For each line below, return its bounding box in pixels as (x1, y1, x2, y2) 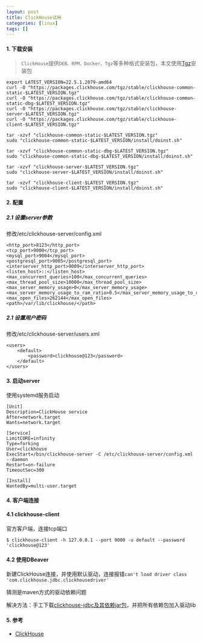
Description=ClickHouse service (6, 409, 88, 415)
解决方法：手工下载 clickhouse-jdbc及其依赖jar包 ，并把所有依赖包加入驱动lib (6, 601, 196, 609)
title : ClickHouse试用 (6, 15, 62, 21)
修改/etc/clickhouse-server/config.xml (6, 230, 101, 238)
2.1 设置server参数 (6, 214, 53, 221)
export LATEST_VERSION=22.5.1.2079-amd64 (6, 79, 112, 85)
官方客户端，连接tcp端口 (6, 524, 68, 532)
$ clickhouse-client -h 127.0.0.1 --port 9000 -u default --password (6, 537, 185, 543)
